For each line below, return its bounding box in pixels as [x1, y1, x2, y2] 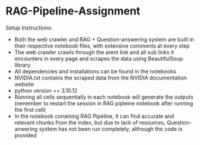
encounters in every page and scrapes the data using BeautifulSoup [14, 55, 183, 62]
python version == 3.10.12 [14, 87, 77, 94]
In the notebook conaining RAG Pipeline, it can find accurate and [14, 113, 175, 120]
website [14, 80, 34, 88]
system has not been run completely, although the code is [38, 125, 183, 132]
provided [14, 131, 37, 139]
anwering [14, 125, 38, 132]
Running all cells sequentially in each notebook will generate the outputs [14, 93, 193, 100]
